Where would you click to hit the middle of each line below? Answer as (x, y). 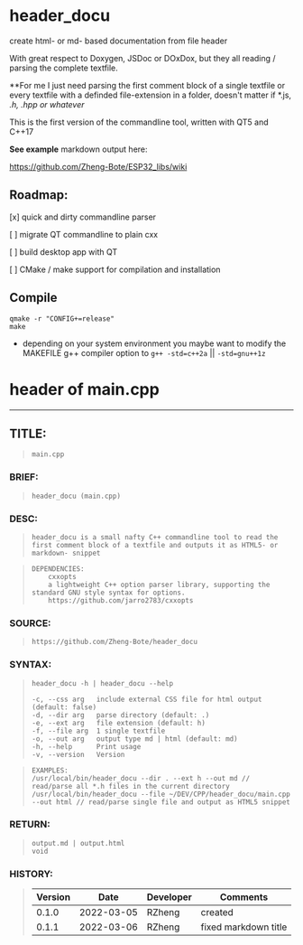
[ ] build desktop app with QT (64, 252)
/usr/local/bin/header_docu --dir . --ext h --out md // (141, 778)
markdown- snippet (66, 553)
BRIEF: (24, 477)
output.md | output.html (78, 843)
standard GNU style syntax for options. (108, 593)
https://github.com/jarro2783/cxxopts (121, 600)
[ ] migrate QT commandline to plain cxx (84, 234)
